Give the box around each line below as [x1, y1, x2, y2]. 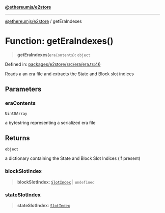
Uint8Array [5, 111, 27, 116]
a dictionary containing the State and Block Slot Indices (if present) [5, 155, 141, 161]
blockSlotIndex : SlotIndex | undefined [17, 179, 95, 185]
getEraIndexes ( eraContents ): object [17, 52, 91, 58]
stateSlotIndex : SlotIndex [17, 203, 70, 209]
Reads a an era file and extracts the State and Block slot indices [5, 71, 134, 77]
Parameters [5, 85, 42, 93]
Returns [5, 134, 30, 142]
